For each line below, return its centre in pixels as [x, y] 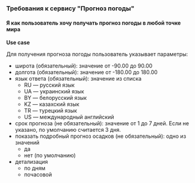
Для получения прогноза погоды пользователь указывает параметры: [97, 54]
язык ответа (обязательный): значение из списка [78, 79]
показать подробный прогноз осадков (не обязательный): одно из [101, 136]
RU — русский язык [49, 85]
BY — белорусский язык [55, 98]
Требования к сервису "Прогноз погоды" [70, 8]
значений [27, 143]
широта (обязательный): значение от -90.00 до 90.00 [84, 66]
